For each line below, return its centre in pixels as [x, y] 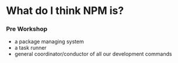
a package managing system [49, 41]
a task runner [30, 48]
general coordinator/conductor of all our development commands [93, 54]
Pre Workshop [27, 29]
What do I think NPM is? [65, 11]
